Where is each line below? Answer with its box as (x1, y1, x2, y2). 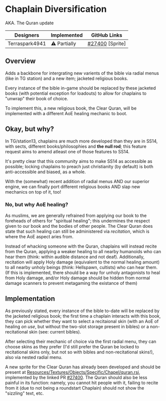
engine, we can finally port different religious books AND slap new (5, 184, 140, 190)
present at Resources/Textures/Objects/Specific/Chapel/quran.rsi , (5, 369, 140, 375)
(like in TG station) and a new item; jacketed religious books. (5, 75, 128, 81)
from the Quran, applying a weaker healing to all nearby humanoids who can (5, 248, 161, 254)
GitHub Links (91, 31, 122, 38)
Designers (14, 31, 40, 38)
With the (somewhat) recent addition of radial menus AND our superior (5, 178, 150, 184)
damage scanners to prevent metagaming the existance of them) (5, 280, 138, 286)
